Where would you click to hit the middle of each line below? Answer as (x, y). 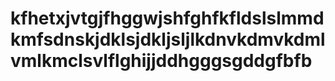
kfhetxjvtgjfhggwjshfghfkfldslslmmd (167, 18)
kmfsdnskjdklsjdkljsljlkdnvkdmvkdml (168, 39)
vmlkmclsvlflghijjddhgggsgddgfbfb (161, 61)
